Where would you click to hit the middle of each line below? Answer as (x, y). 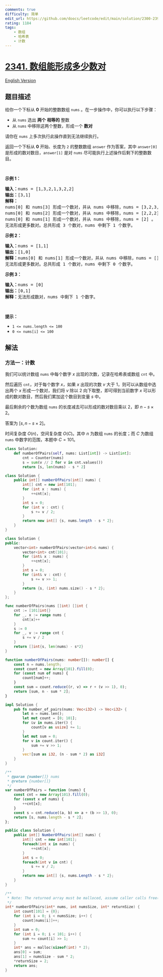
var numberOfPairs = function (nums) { (45, 790)
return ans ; (26, 966)
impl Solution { (21, 705)
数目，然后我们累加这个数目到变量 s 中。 (62, 397)
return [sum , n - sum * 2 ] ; (42, 691)
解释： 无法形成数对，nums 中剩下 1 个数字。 (51, 297)
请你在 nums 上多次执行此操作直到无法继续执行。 (53, 136)
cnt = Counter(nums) (43, 458)
